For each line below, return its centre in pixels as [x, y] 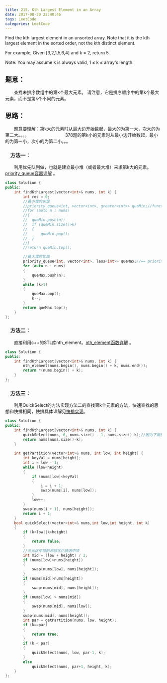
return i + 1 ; [38, 513]
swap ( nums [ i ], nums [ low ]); [69, 491]
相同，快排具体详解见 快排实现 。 [55, 411]
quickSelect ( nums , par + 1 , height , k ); [72, 667]
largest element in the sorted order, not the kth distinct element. [70, 43]
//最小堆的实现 [36, 201]
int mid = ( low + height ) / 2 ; [55, 555]
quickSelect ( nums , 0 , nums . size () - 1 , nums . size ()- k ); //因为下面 [92, 435]
